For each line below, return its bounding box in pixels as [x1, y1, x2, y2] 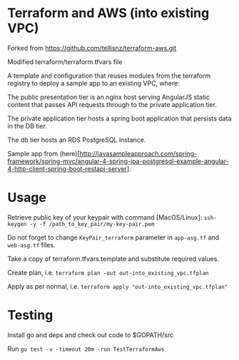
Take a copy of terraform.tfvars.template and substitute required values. [7, 254, 220, 263]
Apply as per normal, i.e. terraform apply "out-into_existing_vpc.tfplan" [7, 282, 228, 290]
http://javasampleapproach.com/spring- [79, 149, 198, 158]
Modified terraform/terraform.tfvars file [7, 57, 123, 66]
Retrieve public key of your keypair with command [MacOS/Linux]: [7, 212, 203, 222]
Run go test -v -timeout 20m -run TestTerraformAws [7, 344, 165, 353]
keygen [7, 220, 27, 227]
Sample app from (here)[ [7, 149, 80, 158]
